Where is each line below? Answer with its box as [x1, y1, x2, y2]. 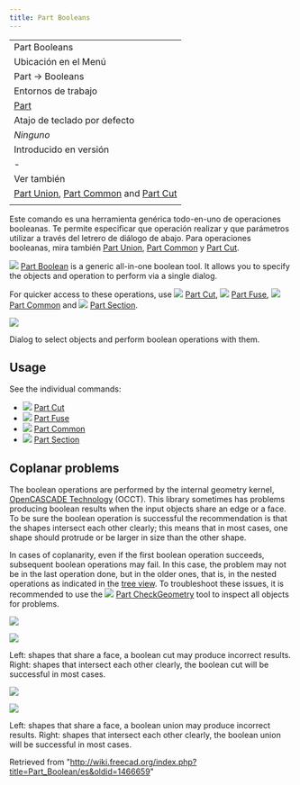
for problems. [9, 599, 60, 609]
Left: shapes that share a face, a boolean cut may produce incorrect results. [9, 650, 291, 661]
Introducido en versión [14, 143, 110, 156]
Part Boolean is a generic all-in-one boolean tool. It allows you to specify [20, 260, 291, 271]
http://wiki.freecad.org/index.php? [69, 757, 197, 768]
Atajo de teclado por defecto [14, 113, 135, 126]
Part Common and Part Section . [9, 299, 138, 311]
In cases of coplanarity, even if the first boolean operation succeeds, [9, 550, 265, 561]
